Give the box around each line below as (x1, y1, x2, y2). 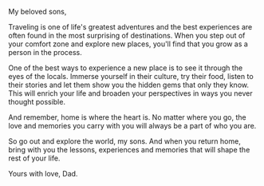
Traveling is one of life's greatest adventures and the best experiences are (8, 22, 253, 31)
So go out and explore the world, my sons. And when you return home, (8, 137, 241, 146)
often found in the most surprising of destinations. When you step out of (8, 31, 246, 40)
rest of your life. (8, 153, 61, 163)
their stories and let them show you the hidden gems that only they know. (8, 80, 250, 89)
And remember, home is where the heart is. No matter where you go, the (8, 113, 246, 122)
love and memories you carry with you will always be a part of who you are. (8, 121, 257, 130)
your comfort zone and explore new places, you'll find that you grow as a (8, 39, 249, 49)
